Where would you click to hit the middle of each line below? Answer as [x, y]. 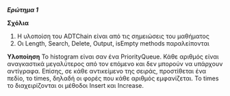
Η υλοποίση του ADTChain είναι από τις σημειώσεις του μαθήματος [113, 36]
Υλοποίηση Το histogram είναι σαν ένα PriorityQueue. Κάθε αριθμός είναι [113, 57]
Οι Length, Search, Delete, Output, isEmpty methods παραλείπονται [113, 43]
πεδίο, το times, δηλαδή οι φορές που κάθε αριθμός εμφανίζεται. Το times [113, 78]
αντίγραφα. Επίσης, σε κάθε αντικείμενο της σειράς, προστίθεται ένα [107, 71]
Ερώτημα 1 [23, 10]
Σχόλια [18, 23]
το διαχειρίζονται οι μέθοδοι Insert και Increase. [75, 85]
